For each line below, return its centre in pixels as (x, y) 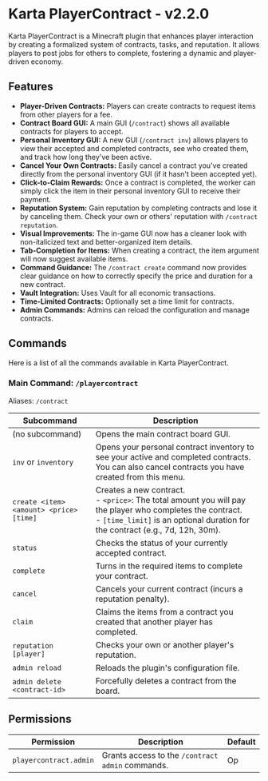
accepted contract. (131, 552)
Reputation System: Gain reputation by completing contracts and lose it (138, 208)
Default (241, 742)
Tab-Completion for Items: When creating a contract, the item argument (139, 250)
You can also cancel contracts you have (170, 467)
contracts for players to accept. (71, 131)
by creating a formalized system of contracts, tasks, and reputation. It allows (134, 44)
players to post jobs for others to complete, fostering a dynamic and (120, 53)
